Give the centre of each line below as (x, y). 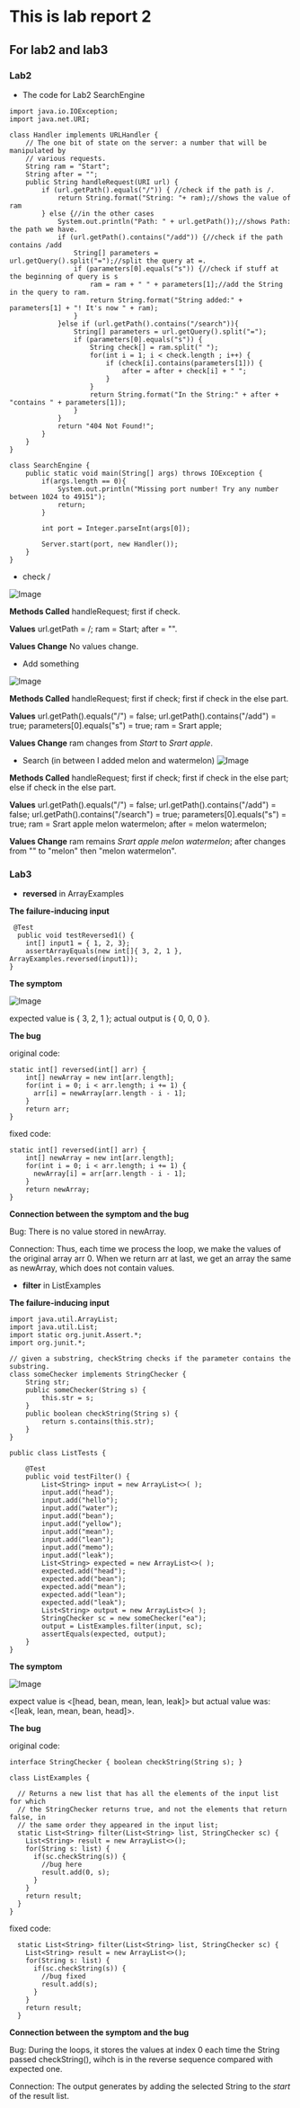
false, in (28, 1818)
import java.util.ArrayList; (64, 1319)
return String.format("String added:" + (166, 300)
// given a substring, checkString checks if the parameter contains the (150, 1359)
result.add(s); (70, 1985)
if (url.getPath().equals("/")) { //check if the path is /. (159, 190)
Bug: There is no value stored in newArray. (88, 1232)
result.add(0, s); (76, 1872)
